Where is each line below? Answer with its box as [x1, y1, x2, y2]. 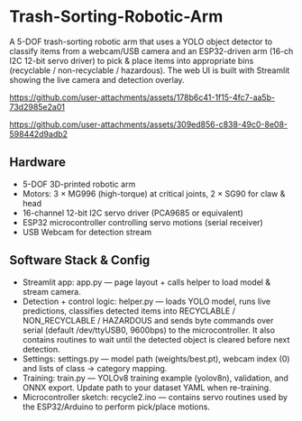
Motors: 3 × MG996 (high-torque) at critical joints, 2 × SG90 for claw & [22, 188, 286, 199]
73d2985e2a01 [9, 101, 66, 112]
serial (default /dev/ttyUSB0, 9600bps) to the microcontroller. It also [22, 325, 276, 335]
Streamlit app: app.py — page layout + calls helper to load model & [22, 277, 271, 288]
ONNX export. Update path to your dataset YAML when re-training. [22, 381, 272, 393]
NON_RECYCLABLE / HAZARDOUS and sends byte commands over [22, 315, 274, 325]
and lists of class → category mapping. [22, 362, 168, 373]
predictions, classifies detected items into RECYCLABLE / [22, 305, 236, 316]
